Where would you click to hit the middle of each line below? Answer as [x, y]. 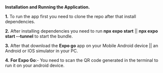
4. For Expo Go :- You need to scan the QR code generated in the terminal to [82, 60]
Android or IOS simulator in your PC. [42, 51]
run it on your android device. [35, 65]
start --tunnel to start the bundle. [39, 36]
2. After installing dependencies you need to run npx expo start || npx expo [81, 31]
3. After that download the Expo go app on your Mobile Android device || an [81, 46]
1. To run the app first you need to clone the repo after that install [70, 16]
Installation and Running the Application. [47, 7]
